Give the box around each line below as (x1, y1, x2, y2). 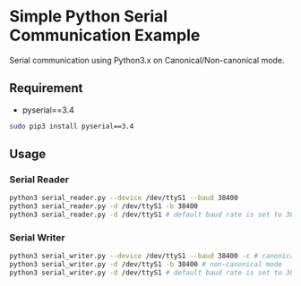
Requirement (9, 80, 83, 96)
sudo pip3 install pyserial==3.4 (9, 122, 134, 130)
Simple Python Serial (9, 6, 168, 27)
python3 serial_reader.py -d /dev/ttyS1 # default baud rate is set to (9, 210, 282, 220)
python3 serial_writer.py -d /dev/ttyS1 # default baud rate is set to (9, 268, 282, 277)
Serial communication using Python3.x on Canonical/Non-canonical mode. (9, 55, 285, 65)
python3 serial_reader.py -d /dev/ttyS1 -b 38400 (9, 202, 199, 211)
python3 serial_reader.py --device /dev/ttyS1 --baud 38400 (9, 194, 239, 203)
